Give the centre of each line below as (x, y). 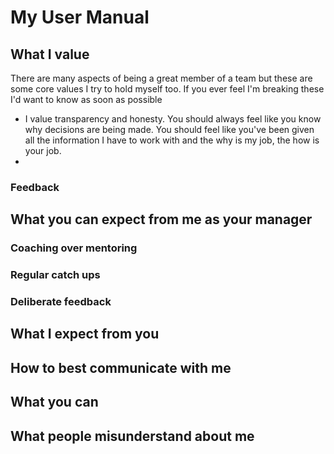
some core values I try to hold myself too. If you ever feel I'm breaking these (167, 89)
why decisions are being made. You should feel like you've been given (169, 129)
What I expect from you (85, 334)
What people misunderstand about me (132, 436)
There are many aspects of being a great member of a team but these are (161, 78)
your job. (43, 150)
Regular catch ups (55, 275)
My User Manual (80, 17)
